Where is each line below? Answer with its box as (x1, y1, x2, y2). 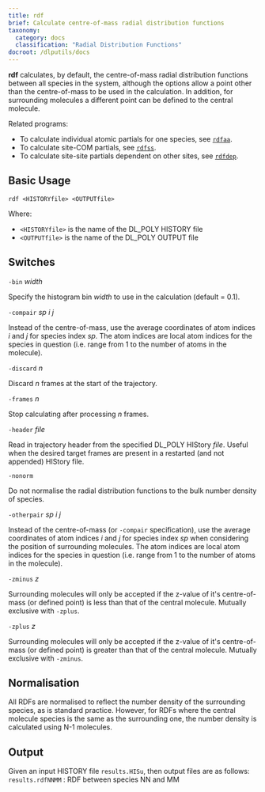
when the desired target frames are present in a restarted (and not (8, 448, 225, 457)
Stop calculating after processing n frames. (8, 409, 149, 419)
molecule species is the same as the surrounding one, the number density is (8, 714, 257, 724)
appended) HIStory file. (8, 457, 85, 466)
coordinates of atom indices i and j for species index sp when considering (8, 533, 249, 543)
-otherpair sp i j (8, 510, 62, 519)
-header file (8, 424, 46, 434)
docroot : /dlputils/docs (8, 48, 90, 56)
